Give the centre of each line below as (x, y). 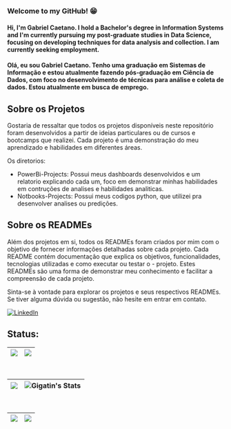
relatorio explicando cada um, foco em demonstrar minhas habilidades (117, 181)
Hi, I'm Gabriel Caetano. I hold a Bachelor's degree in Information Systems (115, 28)
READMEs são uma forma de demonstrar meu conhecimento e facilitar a (110, 271)
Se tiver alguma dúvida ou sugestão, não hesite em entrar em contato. (107, 299)
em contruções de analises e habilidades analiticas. (90, 188)
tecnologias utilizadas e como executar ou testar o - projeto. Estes (101, 263)
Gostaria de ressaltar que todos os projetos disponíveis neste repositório (110, 125)
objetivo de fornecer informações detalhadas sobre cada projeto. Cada (108, 249)
